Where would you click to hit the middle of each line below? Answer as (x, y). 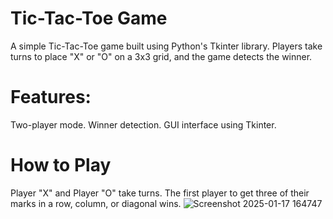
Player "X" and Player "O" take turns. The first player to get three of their (160, 193)
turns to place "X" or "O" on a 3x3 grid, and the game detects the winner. (161, 56)
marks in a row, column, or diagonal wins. (96, 203)
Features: (51, 97)
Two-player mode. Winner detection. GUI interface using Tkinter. (143, 124)
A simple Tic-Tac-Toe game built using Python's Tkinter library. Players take (166, 46)
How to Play (61, 165)
